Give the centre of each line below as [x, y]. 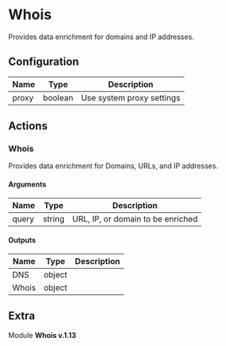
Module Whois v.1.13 [42, 335]
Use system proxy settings [131, 97]
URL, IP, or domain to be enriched [135, 218]
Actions [28, 126]
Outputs [22, 240]
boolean [58, 97]
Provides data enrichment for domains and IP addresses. [101, 37]
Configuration [44, 62]
